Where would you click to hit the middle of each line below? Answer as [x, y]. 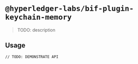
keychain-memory [38, 17]
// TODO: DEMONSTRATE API [32, 57]
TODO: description [36, 30]
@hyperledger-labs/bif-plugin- [69, 9]
